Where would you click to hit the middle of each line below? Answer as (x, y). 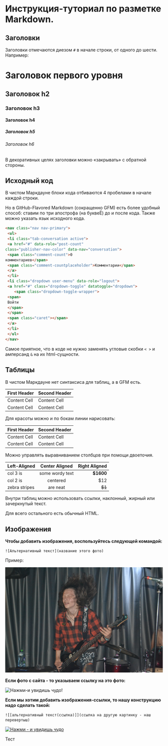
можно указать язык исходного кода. (45, 218)
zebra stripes (21, 487)
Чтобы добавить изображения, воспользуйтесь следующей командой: (84, 541)
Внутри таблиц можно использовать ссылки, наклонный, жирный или (80, 499)
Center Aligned (56, 466)
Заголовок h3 (22, 108)
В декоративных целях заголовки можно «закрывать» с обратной (76, 160)
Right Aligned (92, 466)
